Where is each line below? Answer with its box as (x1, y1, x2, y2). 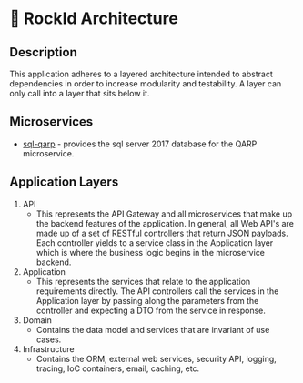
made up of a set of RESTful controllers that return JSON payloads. (35, 227, 288, 238)
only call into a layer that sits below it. (9, 88, 150, 98)
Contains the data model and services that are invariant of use (35, 324, 270, 335)
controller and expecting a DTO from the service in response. (35, 305, 266, 316)
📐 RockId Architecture (9, 8, 179, 29)
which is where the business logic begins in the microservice (35, 247, 266, 257)
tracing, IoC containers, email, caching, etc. (35, 363, 200, 374)
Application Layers (9, 175, 119, 190)
